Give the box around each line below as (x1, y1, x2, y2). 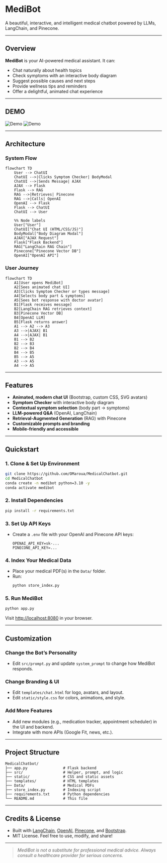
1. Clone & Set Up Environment (5, 460, 80, 467)
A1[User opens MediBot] (14, 280, 64, 285)
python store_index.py (12, 583, 60, 588)
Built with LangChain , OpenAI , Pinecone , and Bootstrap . (12, 828, 127, 834)
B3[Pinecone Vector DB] (14, 311, 64, 316)
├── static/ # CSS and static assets (5, 774, 114, 779)
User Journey (5, 265, 39, 272)
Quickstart (5, 445, 39, 453)
